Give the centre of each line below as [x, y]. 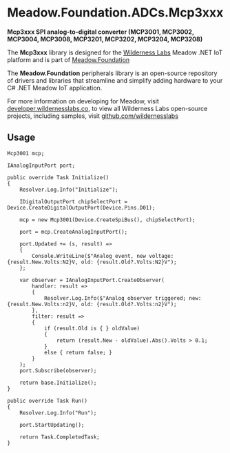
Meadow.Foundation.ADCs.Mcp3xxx [115, 13]
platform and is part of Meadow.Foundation [69, 59]
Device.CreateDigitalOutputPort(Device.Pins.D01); [81, 208]
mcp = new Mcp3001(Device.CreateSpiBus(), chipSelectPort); [107, 220]
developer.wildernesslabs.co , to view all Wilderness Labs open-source [107, 108]
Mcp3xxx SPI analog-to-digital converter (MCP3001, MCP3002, [101, 32]
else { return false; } [78, 352]
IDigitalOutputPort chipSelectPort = [74, 201]
